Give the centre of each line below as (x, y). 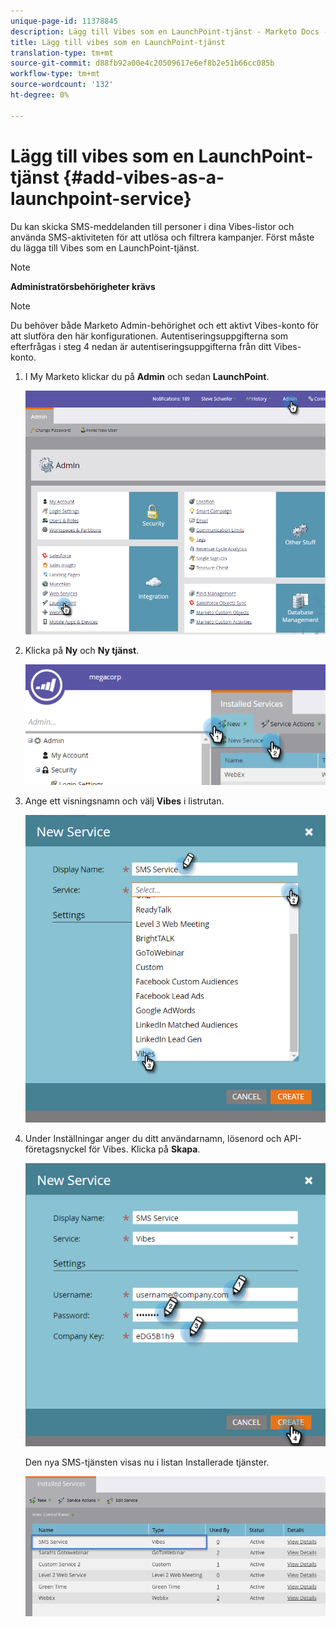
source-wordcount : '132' (62, 85)
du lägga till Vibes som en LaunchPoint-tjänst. (105, 247)
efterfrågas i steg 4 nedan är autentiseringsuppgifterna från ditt (141, 346)
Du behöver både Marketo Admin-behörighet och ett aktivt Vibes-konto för (165, 325)
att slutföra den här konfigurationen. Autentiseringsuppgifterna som (149, 336)
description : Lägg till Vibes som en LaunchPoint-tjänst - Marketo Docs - (169, 31)
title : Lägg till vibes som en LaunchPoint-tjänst (118, 42)
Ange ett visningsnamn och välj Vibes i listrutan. (124, 801)
